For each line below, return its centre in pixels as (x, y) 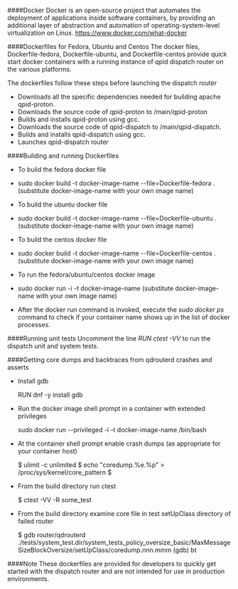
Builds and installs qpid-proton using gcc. (79, 119)
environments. (28, 579)
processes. (34, 325)
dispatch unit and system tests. (53, 346)
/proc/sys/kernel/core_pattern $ (65, 472)
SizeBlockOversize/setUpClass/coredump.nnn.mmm (94, 550)
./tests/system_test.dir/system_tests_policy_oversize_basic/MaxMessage (124, 543)
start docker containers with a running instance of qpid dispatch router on (115, 62)
